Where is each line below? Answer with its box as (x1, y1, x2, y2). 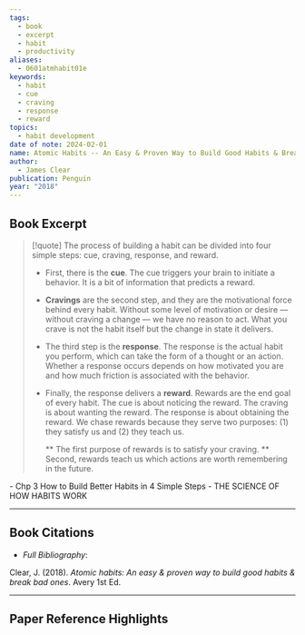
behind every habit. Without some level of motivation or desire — (44, 303, 289, 314)
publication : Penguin (9, 174, 92, 183)
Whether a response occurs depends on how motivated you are (44, 360, 284, 371)
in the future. (44, 462, 93, 473)
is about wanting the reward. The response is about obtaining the (44, 406, 290, 418)
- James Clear (17, 165, 71, 174)
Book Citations (9, 525, 95, 541)
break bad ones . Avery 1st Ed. (9, 576, 122, 587)
